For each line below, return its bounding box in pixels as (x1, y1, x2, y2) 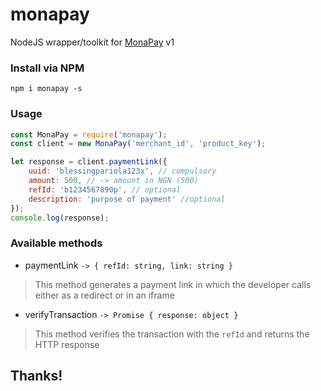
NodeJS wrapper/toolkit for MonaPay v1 (10, 36, 175, 48)
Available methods (10, 236, 103, 250)
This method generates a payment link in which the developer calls (34, 278, 312, 290)
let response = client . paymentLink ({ (10, 157, 168, 167)
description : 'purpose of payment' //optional (28, 194, 226, 204)
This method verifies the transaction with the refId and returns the (34, 328, 310, 340)
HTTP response (34, 338, 100, 350)
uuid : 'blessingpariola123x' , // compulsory (28, 166, 217, 177)
